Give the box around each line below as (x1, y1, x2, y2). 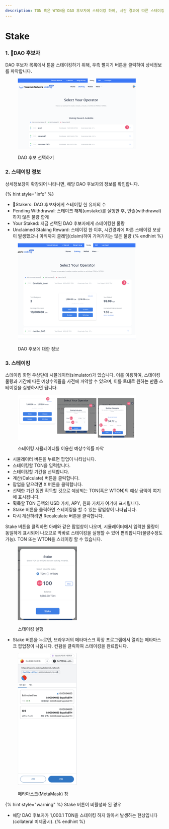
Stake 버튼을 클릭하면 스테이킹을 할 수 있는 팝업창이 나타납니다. (12, 507, 137, 513)
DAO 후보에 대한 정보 (18, 345, 59, 351)
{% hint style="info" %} (5, 191, 54, 197)
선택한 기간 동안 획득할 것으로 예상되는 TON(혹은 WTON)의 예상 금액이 (12, 488, 152, 494)
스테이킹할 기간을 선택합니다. (12, 469, 69, 475)
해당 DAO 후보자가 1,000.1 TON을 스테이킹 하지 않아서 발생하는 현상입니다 (12, 812, 158, 818)
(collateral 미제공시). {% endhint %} (12, 818, 86, 824)
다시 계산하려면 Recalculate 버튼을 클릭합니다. (12, 513, 104, 519)
